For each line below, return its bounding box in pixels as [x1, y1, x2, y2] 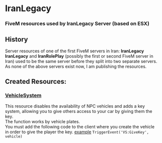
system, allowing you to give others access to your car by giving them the [5, 108, 153, 114]
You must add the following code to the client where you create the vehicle [5, 124, 155, 129]
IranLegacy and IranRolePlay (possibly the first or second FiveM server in [5, 53, 154, 59]
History [5, 35, 28, 44]
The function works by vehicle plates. [5, 118, 80, 124]
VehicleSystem [5, 92, 42, 99]
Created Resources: [5, 78, 67, 86]
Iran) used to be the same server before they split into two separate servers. [5, 58, 158, 64]
